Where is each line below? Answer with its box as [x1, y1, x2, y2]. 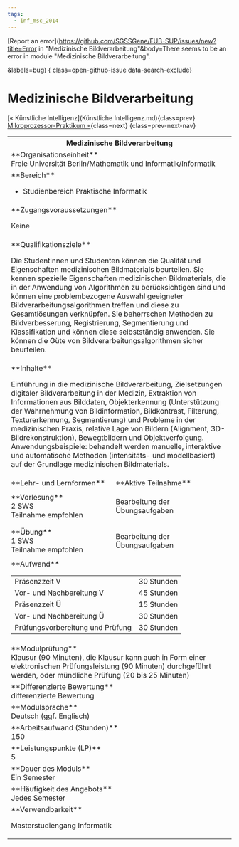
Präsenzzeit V [14, 577, 61, 586]
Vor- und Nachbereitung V [14, 588, 105, 598]
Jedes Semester [11, 793, 66, 803]
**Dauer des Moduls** [11, 764, 91, 774]
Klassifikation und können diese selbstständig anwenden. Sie [11, 327, 216, 337]
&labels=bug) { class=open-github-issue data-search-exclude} [7, 65, 193, 74]
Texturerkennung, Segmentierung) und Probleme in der [11, 415, 196, 425]
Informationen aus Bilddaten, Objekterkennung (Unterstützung [11, 397, 220, 407]
